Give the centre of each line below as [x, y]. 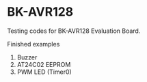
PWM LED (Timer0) [44, 72]
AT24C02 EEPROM [44, 64]
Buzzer [27, 57]
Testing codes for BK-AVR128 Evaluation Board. [74, 31]
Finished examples [34, 44]
